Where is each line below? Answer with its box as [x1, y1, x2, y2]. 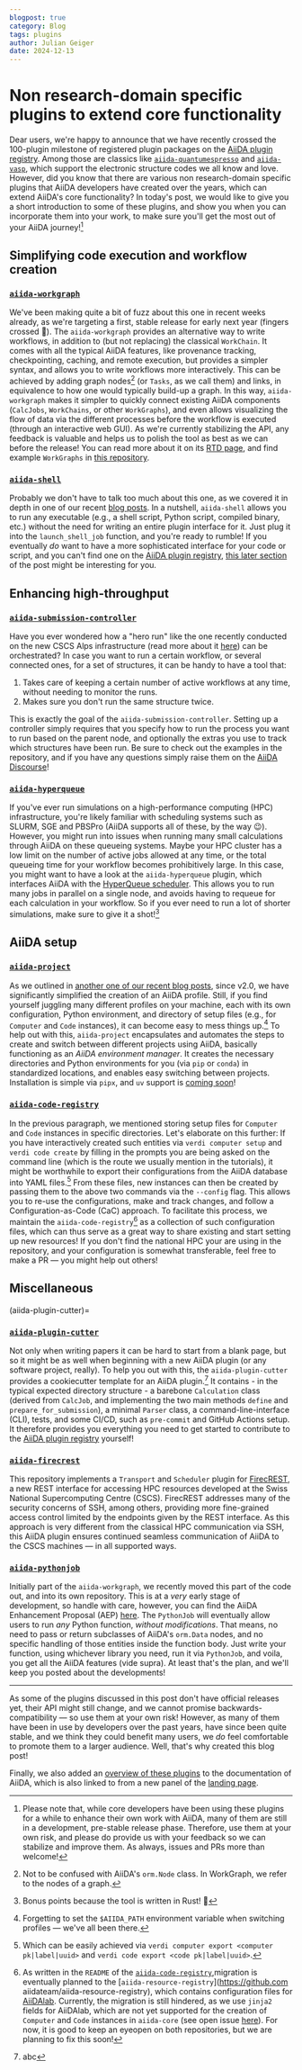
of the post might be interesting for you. [9, 560, 157, 571]
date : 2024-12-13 [9, 47, 75, 56]
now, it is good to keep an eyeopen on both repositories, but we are [22, 2024, 272, 2035]
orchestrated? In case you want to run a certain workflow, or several [9, 650, 262, 661]
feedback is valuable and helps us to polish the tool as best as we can [9, 433, 269, 444]
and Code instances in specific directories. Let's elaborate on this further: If [9, 1127, 286, 1138]
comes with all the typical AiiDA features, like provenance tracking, [9, 346, 257, 356]
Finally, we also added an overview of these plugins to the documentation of [9, 1768, 292, 1778]
